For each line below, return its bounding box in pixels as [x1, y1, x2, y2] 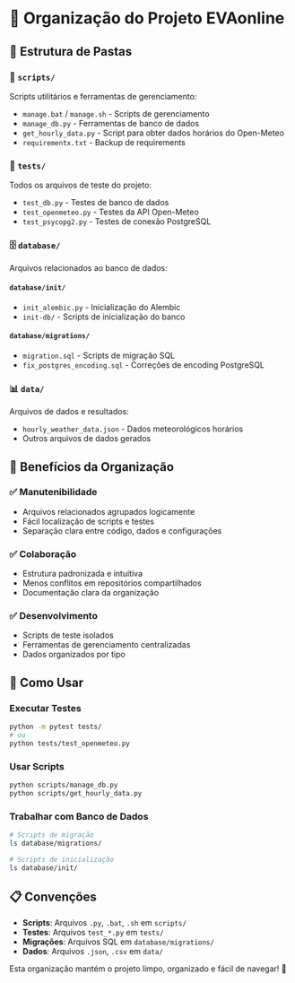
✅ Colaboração [9, 547, 77, 560]
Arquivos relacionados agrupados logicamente [22, 506, 195, 517]
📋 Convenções [9, 890, 97, 904]
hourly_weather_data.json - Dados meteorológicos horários [22, 423, 244, 434]
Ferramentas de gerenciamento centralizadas [22, 639, 191, 650]
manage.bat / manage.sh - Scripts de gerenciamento [22, 108, 210, 119]
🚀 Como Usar [9, 674, 84, 690]
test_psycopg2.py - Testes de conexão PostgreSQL [22, 216, 212, 227]
